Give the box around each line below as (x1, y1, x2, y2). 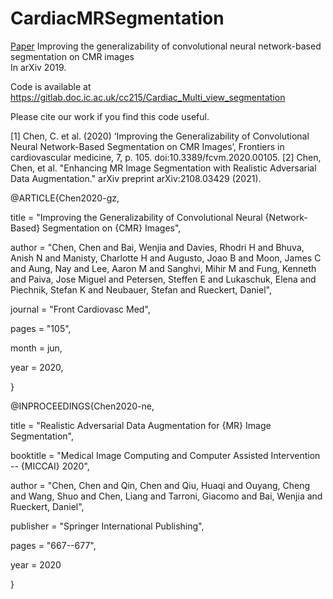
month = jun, (10, 342, 63, 354)
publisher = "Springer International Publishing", (10, 520, 205, 532)
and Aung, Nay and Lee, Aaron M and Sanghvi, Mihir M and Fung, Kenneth (10, 262, 317, 274)
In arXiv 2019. (10, 61, 67, 73)
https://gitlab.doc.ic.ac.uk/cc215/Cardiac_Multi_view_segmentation (10, 91, 286, 103)
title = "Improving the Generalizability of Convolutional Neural (10, 211, 263, 223)
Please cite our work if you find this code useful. (10, 110, 210, 122)
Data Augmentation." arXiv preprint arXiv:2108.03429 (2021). (10, 172, 262, 184)
